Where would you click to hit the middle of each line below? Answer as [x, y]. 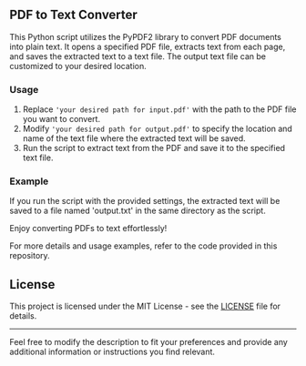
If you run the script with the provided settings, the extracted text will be [145, 201]
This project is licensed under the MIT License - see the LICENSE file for [145, 306]
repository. [30, 256]
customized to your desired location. [78, 66]
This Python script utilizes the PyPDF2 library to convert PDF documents [146, 36]
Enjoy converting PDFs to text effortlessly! [88, 229]
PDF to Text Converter [74, 15]
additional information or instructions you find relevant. [112, 352]
